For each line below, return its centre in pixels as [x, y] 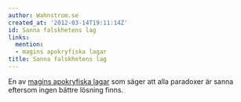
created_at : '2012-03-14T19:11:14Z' [68, 23]
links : [19, 37]
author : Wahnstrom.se [44, 15]
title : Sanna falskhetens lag [58, 60]
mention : [29, 45]
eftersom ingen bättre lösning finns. [66, 89]
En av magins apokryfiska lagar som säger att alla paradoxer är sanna [121, 81]
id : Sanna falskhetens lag [52, 30]
